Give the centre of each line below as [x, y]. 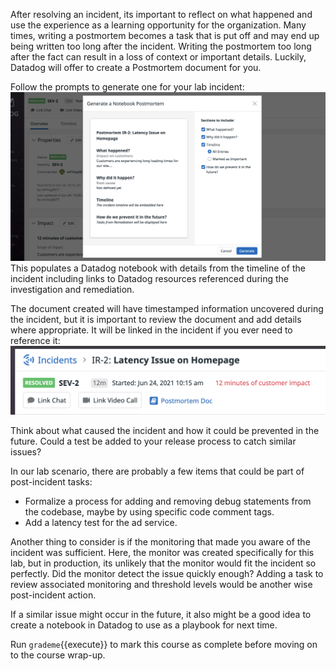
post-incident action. [53, 595]
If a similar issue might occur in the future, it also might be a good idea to [161, 614]
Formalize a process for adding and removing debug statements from [168, 501]
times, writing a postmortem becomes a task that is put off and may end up [165, 35]
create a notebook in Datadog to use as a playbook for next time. [144, 625]
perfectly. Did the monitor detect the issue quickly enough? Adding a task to [167, 573]
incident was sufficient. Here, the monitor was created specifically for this [162, 552]
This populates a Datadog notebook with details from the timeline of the [158, 268]
